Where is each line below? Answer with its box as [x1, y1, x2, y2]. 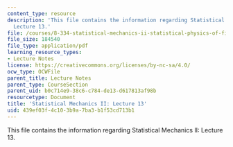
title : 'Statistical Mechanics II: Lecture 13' [7, 101, 148, 107]
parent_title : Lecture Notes [7, 74, 92, 82]
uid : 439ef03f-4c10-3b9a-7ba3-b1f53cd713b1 [7, 107, 135, 114]
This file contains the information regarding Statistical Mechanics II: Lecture [7, 126, 223, 134]
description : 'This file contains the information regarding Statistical [7, 17, 225, 24]
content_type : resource [7, 10, 76, 17]
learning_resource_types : [7, 49, 82, 56]
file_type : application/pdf [7, 42, 89, 49]
